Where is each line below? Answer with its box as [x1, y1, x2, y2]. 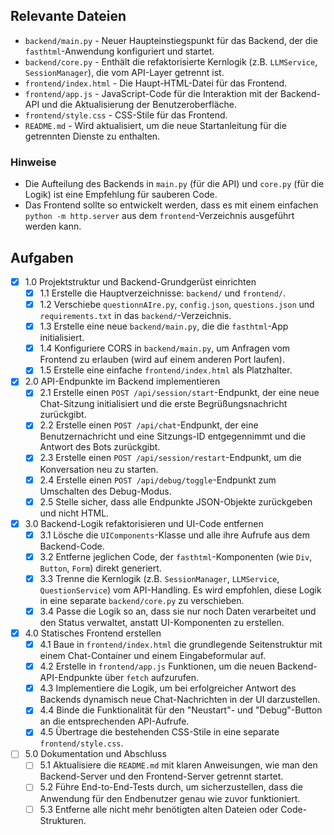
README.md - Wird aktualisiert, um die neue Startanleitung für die [24, 119, 287, 131]
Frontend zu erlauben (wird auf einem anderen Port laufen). [39, 354, 285, 366]
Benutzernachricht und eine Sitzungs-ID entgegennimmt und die [39, 430, 307, 443]
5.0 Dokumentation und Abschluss [24, 748, 167, 760]
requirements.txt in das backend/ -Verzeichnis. [39, 310, 232, 322]
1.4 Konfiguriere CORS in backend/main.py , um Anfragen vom [39, 342, 291, 354]
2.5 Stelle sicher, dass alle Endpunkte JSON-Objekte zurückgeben [39, 495, 313, 508]
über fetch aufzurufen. [104, 672, 200, 684]
